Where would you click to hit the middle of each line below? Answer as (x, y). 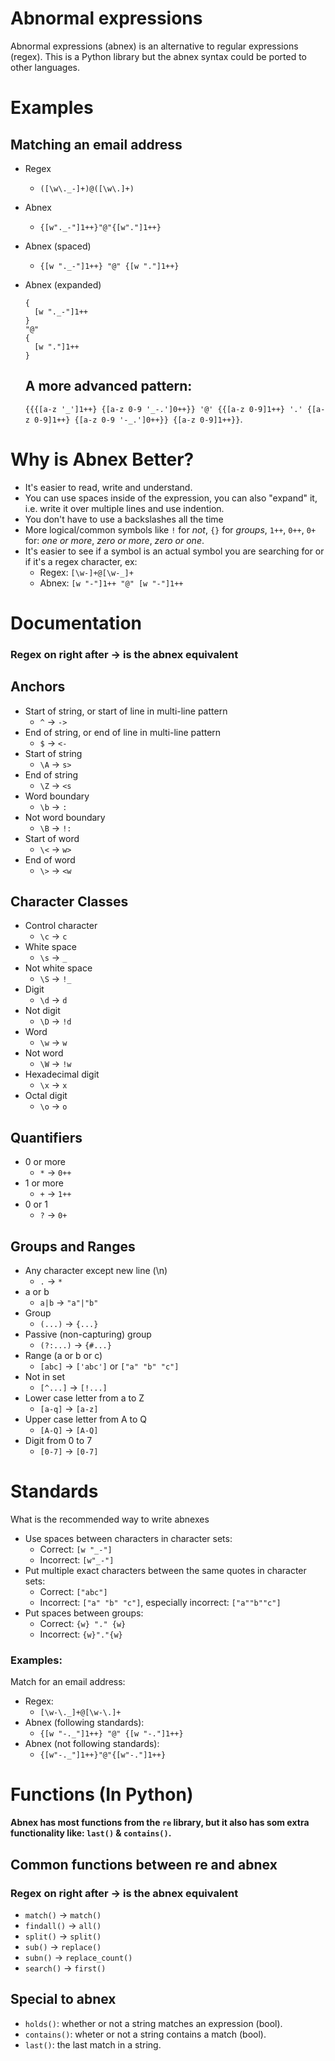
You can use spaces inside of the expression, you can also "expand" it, (171, 498)
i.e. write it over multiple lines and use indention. (124, 508)
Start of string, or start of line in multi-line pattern (126, 711)
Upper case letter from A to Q (86, 1419)
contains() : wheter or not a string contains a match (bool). (145, 2034)
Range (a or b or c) (63, 1356)
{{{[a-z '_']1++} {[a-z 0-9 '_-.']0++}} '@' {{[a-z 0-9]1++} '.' (163, 409)
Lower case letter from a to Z (84, 1398)
